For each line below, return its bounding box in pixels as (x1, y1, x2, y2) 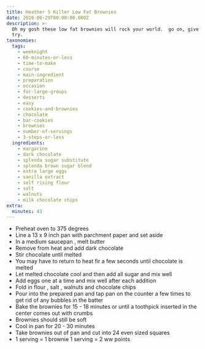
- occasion (17, 83, 45, 89)
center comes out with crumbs (15, 310, 93, 317)
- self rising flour (17, 180, 70, 186)
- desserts (17, 94, 45, 100)
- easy (17, 100, 34, 106)
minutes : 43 (12, 208, 43, 214)
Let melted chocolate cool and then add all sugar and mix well (15, 271, 172, 278)
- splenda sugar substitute (17, 157, 89, 163)
